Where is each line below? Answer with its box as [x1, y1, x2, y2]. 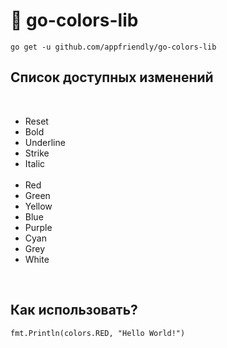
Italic [24, 157, 46, 169]
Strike [24, 147, 50, 159]
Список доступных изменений [10, 69, 214, 86]
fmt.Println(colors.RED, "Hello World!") [10, 328, 186, 338]
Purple [24, 221, 53, 233]
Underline [24, 136, 66, 148]
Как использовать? [10, 302, 138, 319]
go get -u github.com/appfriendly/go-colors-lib [10, 42, 217, 52]
